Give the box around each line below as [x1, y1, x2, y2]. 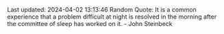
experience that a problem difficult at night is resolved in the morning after [7, 13, 217, 21]
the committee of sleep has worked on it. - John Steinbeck [7, 20, 173, 27]
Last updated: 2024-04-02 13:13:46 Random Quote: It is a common [7, 6, 197, 13]
